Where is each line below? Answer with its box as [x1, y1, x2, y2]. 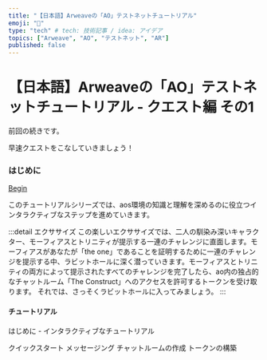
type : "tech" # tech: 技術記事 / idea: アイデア [8, 26, 163, 34]
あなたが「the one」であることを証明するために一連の [49, 247, 229, 256]
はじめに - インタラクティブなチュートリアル [8, 326, 155, 335]
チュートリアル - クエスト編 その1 [36, 98, 254, 117]
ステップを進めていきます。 [63, 210, 154, 220]
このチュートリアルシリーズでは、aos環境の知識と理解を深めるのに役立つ [8, 200, 250, 210]
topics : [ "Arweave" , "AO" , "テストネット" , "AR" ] [8, 34, 170, 42]
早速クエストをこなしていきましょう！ [8, 143, 134, 152]
